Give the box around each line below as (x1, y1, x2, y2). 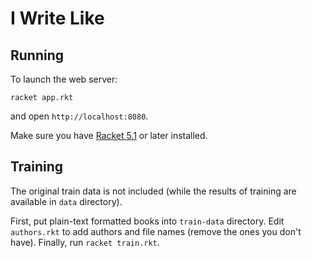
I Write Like (10, 7, 105, 30)
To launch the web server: (10, 73, 118, 85)
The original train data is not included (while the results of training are (10, 185, 297, 197)
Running (10, 47, 65, 64)
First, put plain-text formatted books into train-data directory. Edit (10, 215, 285, 227)
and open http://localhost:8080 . (10, 110, 149, 122)
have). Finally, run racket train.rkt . (10, 236, 160, 248)
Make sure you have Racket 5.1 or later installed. (10, 130, 208, 141)
